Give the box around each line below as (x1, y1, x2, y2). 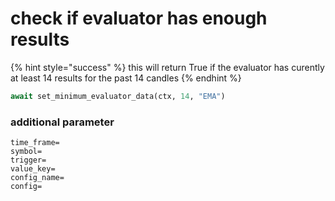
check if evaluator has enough (10, 7, 268, 30)
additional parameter (10, 115, 115, 129)
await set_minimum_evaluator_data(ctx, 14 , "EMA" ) (10, 91, 226, 101)
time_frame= (10, 138, 60, 148)
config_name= (10, 173, 65, 183)
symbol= (10, 147, 43, 157)
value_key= (10, 164, 56, 174)
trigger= (10, 155, 47, 166)
